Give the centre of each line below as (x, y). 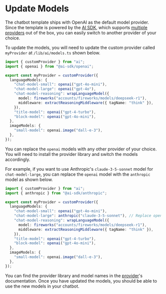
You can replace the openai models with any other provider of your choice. (81, 149)
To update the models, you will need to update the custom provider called (80, 47)
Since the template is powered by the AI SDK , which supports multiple (76, 27)
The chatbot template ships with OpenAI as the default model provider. (77, 22)
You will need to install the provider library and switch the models (72, 154)
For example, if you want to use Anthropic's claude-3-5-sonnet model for (79, 169)
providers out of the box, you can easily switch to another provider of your (81, 33)
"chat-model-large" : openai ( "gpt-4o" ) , (55, 89)
